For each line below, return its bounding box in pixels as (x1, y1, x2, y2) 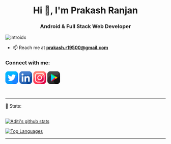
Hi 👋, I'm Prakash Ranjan (33, 5, 138, 16)
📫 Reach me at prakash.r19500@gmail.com (12, 44, 108, 51)
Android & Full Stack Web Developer (40, 23, 131, 30)
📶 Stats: (5, 103, 22, 109)
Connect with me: (5, 59, 50, 66)
